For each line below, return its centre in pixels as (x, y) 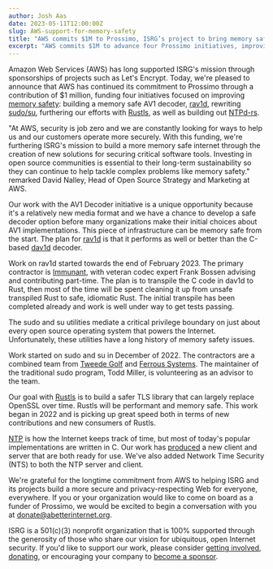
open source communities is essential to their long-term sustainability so (130, 163)
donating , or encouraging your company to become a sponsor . (113, 557)
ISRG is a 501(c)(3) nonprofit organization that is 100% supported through (132, 531)
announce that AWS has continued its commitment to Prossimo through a (131, 87)
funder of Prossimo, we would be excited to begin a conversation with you (133, 506)
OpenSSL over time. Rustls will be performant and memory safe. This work (133, 406)
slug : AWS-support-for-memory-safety (72, 31)
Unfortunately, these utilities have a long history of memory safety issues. (132, 340)
